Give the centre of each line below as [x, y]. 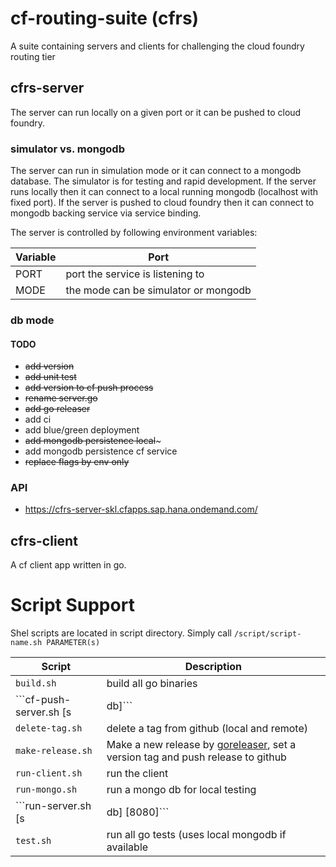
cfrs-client [44, 540]
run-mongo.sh [46, 790]
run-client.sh [49, 773]
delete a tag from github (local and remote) [207, 729]
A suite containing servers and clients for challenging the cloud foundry [157, 46]
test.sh [33, 841]
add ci [38, 419]
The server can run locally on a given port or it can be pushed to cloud [156, 112]
